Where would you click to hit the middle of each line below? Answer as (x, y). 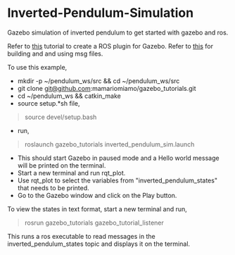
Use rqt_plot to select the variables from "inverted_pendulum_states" (118, 180)
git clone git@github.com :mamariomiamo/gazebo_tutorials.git (107, 88)
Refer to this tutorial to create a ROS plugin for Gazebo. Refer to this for (110, 46)
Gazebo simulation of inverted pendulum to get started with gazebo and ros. (118, 32)
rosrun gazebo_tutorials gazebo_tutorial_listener (94, 223)
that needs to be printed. (53, 187)
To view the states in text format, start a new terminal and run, (97, 209)
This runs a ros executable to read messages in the (82, 236)
